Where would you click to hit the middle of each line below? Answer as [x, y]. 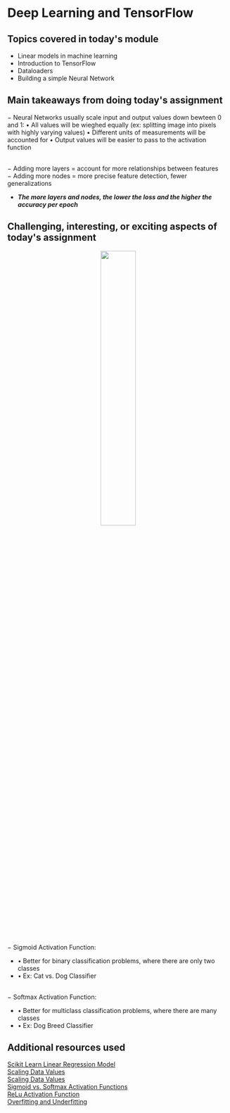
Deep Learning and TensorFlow [101, 13]
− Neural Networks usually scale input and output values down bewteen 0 [114, 117]
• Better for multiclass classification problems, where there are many [117, 1010]
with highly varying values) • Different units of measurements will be [107, 132]
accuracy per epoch [48, 204]
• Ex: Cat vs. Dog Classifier [57, 976]
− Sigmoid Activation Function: [52, 947]
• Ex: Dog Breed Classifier [55, 1025]
